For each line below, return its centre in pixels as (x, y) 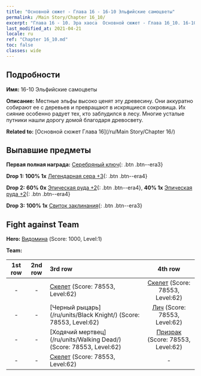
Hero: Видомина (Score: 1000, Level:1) (54, 239)
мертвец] (92, 332)
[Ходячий (64, 332)
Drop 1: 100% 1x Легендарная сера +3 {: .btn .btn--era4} (77, 176)
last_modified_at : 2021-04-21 (44, 28)
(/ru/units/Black (72, 315)
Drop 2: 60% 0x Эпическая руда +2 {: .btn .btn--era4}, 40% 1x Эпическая (99, 188)
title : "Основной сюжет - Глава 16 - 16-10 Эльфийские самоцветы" (91, 12)
